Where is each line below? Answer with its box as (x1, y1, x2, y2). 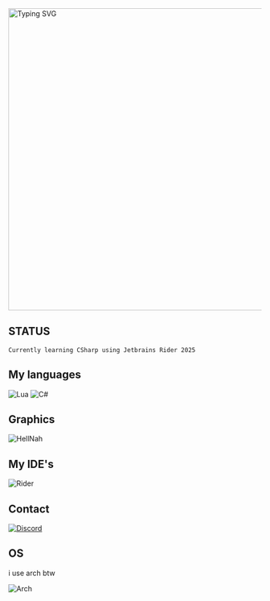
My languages (8, 368, 82, 382)
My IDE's (8, 457, 54, 470)
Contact (8, 502, 50, 516)
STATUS (8, 325, 51, 338)
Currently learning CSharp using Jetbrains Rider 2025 (8, 346, 196, 354)
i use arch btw (8, 568, 56, 578)
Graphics (8, 412, 55, 426)
